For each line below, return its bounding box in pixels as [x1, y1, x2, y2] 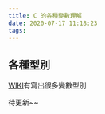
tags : [8, 26, 26, 34]
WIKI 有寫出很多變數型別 [8, 81, 87, 90]
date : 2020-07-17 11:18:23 [8, 19, 98, 27]
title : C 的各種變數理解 [8, 11, 82, 20]
